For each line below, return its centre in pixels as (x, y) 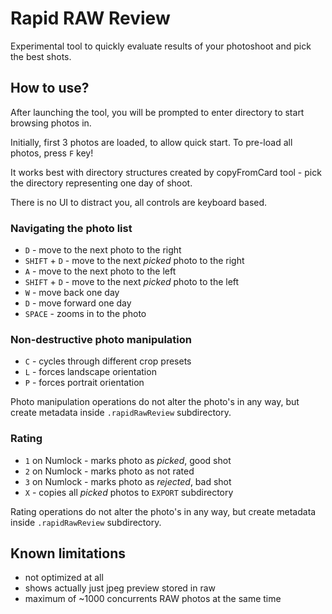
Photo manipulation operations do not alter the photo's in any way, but (155, 402)
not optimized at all (64, 578)
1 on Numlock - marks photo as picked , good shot (128, 460)
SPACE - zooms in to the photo (85, 314)
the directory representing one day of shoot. (101, 183)
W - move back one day (72, 293)
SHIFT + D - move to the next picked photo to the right (134, 261)
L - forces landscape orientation (90, 372)
